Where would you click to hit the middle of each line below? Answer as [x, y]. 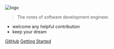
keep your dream [29, 32]
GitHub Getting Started [28, 41]
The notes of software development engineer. [63, 17]
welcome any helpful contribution [46, 26]
